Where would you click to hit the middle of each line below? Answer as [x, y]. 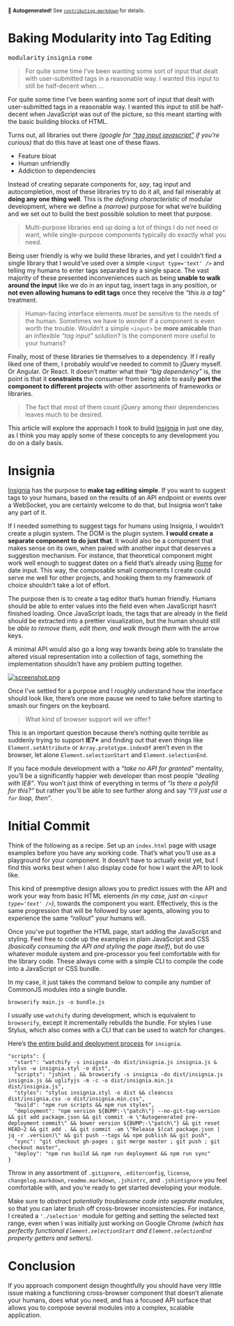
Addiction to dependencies [57, 171]
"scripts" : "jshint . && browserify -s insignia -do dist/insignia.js [119, 1074]
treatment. [23, 299]
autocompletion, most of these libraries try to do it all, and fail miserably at [115, 192]
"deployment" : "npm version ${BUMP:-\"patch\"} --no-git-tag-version [117, 1111]
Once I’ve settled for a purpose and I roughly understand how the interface [116, 691]
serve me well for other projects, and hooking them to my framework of [110, 577]
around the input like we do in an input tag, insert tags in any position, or [112, 285]
